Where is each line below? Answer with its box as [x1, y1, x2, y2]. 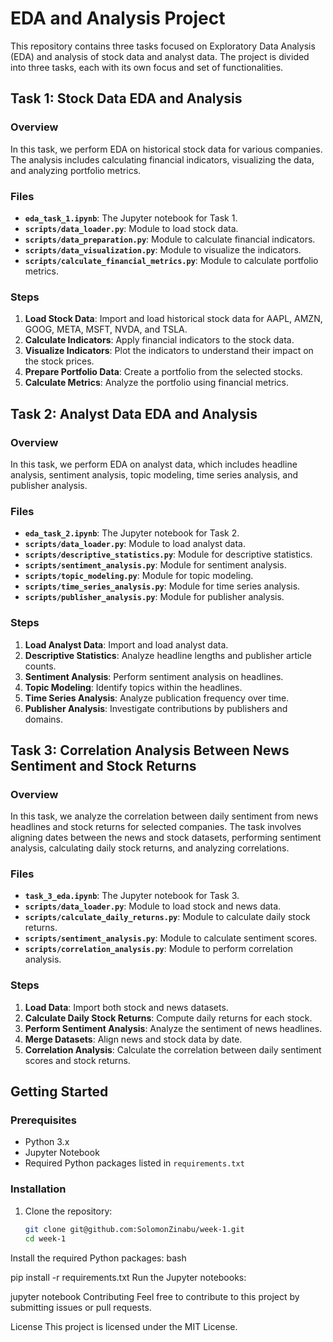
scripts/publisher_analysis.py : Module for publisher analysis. [24, 591, 285, 603]
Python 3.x [24, 1136, 70, 1148]
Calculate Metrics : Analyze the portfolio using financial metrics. [24, 377, 290, 389]
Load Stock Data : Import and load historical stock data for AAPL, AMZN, [24, 313, 323, 325]
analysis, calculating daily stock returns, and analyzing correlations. [10, 842, 290, 854]
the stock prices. [24, 355, 95, 367]
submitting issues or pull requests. [10, 1301, 152, 1313]
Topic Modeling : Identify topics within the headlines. [24, 681, 243, 693]
